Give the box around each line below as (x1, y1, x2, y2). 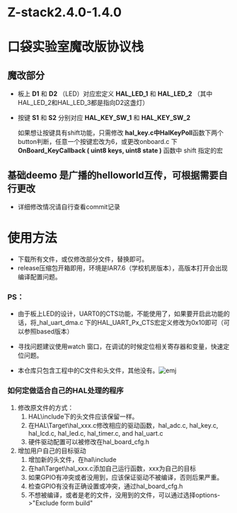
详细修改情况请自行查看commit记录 (17, 203, 120, 211)
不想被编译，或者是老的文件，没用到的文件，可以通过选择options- (28, 490, 221, 499)
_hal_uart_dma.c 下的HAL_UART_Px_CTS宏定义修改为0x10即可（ (36, 319, 224, 327)
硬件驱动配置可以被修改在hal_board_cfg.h (28, 437, 150, 446)
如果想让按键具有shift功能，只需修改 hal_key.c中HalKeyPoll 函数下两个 (17, 128, 224, 137)
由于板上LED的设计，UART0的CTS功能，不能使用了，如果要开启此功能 (17, 309, 224, 318)
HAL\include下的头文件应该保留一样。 (28, 412, 139, 421)
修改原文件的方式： (17, 403, 74, 412)
